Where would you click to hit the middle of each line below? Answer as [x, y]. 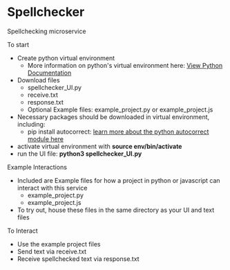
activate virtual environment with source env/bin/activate [99, 146]
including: [31, 124]
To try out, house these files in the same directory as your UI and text [116, 210]
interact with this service [52, 188]
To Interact [22, 231]
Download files [38, 80]
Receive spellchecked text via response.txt [78, 259]
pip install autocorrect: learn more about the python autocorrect [118, 132]
